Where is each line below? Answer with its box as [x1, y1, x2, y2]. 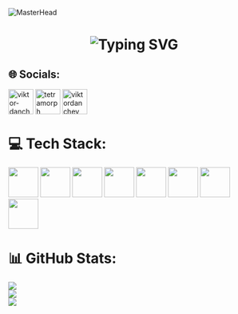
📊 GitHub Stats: [8, 249, 117, 268]
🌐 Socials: [8, 67, 61, 81]
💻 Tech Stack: [8, 135, 107, 153]
